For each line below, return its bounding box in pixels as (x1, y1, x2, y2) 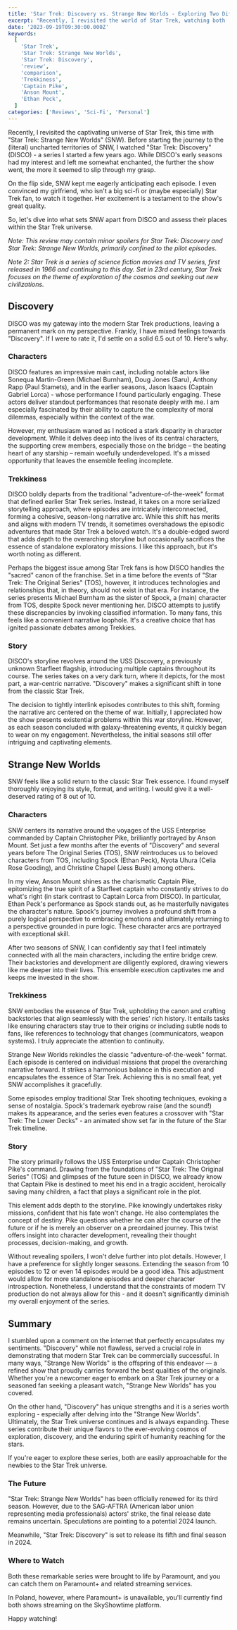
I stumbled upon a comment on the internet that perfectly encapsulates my (8, 1336, 225, 1344)
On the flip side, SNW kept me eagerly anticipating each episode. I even (8, 179, 217, 188)
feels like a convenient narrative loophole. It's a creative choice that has (8, 616, 216, 625)
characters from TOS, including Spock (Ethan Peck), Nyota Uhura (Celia (8, 856, 217, 864)
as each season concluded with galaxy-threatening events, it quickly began (8, 723, 227, 732)
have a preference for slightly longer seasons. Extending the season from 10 (8, 1260, 229, 1268)
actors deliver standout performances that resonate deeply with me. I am (8, 398, 219, 406)
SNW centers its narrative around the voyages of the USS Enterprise (8, 826, 206, 834)
